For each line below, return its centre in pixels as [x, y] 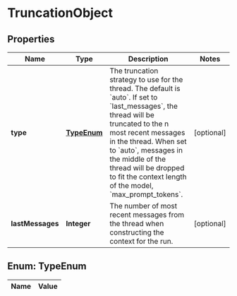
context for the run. [141, 241]
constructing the [136, 232]
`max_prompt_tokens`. [146, 194]
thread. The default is [145, 88]
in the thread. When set [148, 141]
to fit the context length [148, 177]
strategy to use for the [146, 79]
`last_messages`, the [144, 106]
